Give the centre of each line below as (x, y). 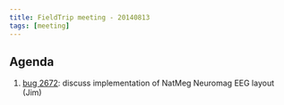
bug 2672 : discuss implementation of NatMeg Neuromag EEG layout (148, 83)
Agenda (32, 62)
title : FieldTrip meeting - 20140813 (80, 17)
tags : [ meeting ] (39, 26)
